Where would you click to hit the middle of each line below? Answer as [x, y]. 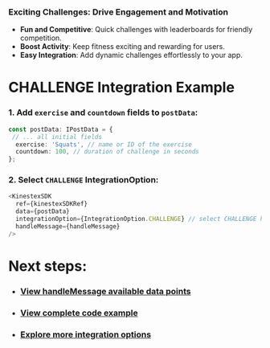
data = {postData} [43, 211]
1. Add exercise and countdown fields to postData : [103, 113]
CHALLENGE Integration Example [122, 88]
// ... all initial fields [57, 137]
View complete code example [79, 313]
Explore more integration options [85, 334]
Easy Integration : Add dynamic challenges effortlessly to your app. [131, 55]
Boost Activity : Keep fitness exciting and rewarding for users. [122, 47]
